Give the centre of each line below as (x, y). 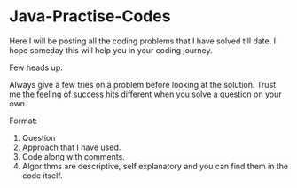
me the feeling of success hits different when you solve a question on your (145, 94)
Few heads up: (36, 67)
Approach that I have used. (71, 147)
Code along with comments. (74, 156)
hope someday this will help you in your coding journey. (111, 50)
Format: (23, 121)
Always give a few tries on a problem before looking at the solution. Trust (143, 84)
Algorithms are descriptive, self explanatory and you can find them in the (155, 166)
